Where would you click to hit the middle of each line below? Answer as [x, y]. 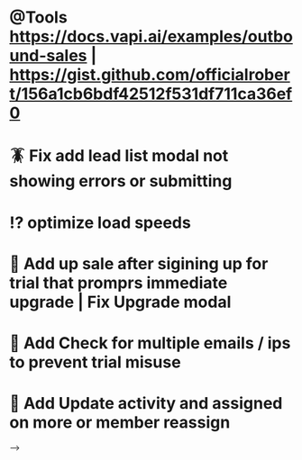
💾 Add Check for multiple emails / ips [150, 343]
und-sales [48, 56]
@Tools [38, 18]
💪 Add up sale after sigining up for [139, 263]
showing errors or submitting [121, 181]
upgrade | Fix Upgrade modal [120, 302]
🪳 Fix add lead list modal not [119, 156]
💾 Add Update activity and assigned [146, 404]
